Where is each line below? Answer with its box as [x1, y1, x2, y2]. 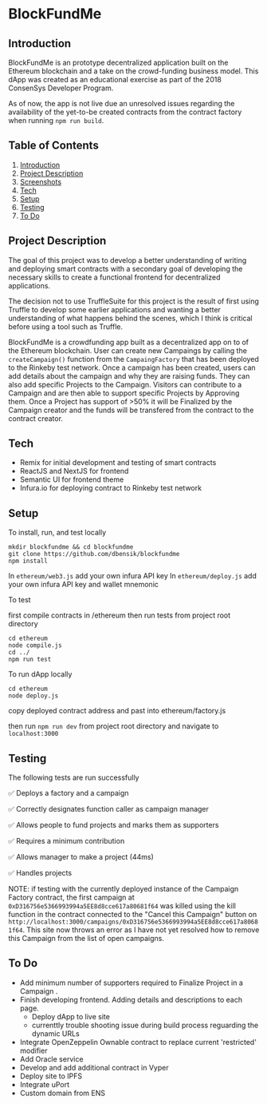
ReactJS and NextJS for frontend [19, 467, 129, 476]
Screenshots [19, 177, 62, 186]
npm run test [8, 656, 52, 664]
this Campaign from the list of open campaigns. [8, 934, 165, 943]
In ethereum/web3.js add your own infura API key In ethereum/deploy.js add [8, 571, 257, 581]
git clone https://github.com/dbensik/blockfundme [8, 550, 180, 558]
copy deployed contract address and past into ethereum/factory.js [8, 706, 226, 716]
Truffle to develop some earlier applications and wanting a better [8, 304, 222, 314]
